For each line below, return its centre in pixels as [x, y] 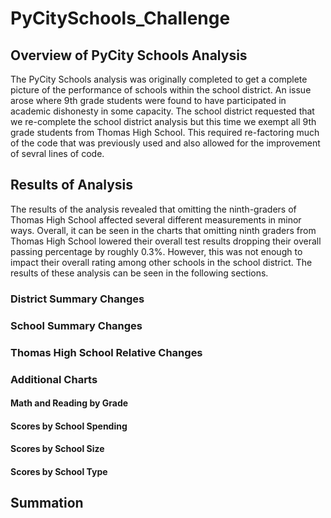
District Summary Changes [77, 299]
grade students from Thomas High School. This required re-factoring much [165, 132]
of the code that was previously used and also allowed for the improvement [165, 143]
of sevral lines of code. [57, 153]
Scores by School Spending [69, 426]
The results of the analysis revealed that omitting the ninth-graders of [153, 209]
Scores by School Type [59, 471]
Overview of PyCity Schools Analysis [129, 55]
